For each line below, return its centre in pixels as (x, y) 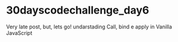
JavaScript (19, 33)
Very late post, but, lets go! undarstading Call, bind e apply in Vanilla (89, 27)
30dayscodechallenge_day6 (78, 10)
